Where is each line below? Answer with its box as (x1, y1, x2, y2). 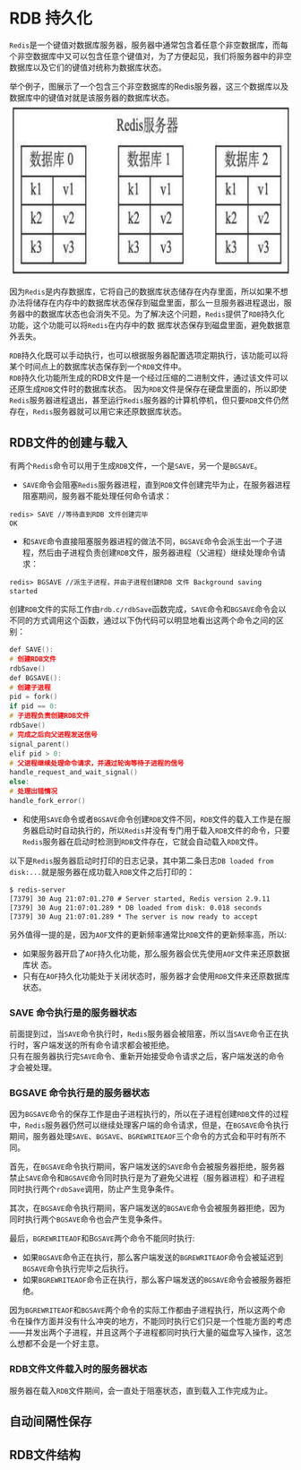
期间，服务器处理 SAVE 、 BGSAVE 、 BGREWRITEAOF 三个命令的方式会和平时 (9, 1131, 262, 1142)
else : (9, 777, 30, 787)
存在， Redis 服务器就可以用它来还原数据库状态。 (9, 406, 186, 417)
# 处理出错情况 (9, 787, 58, 796)
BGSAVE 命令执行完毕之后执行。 (21, 1263, 133, 1274)
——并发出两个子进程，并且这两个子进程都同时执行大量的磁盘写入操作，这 (9, 1327, 284, 1338)
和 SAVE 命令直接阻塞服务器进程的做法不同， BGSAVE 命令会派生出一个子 (21, 536, 275, 547)
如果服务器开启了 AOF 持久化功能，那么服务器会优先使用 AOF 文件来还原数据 (21, 947, 290, 959)
